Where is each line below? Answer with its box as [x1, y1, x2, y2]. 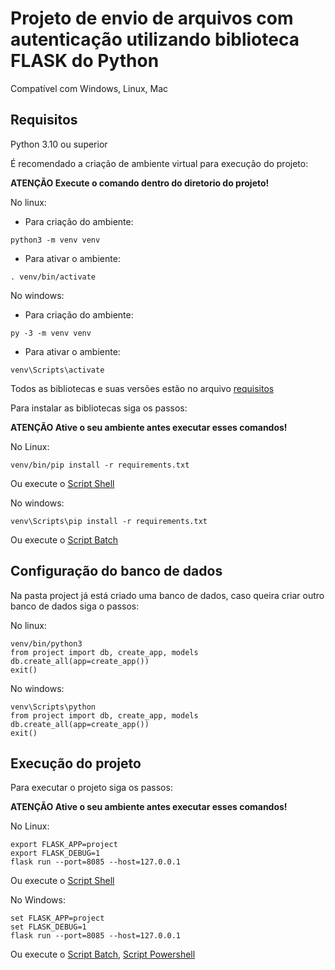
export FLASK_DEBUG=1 [10, 848, 101, 859]
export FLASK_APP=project [10, 840, 118, 850]
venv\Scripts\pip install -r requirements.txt [10, 516, 208, 526]
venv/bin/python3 [10, 638, 83, 649]
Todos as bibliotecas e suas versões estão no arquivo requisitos [10, 382, 275, 394]
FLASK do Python [10, 50, 160, 72]
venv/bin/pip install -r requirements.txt [10, 460, 190, 470]
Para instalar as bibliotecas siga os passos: [10, 402, 188, 414]
